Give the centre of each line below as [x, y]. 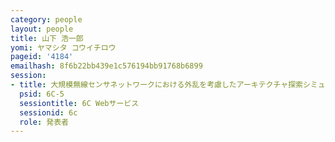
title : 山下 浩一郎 [47, 38]
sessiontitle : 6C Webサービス [79, 103]
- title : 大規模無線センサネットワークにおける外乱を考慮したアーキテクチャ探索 [156, 85]
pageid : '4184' [42, 57]
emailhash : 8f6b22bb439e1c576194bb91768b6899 [106, 66]
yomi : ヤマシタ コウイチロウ [63, 47]
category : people [46, 19]
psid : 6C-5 [42, 94]
